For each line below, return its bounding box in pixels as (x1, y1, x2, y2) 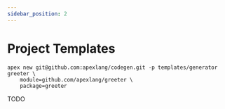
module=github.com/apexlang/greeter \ (20, 76, 133, 83)
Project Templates (7, 40, 116, 56)
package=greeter (20, 82, 68, 89)
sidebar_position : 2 (7, 10, 68, 18)
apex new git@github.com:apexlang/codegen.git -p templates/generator (7, 64, 218, 71)
